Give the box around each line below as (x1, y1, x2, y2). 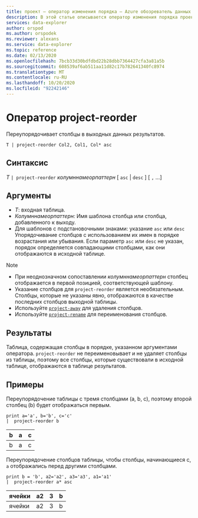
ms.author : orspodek (6, 31, 57, 37)
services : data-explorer (6, 19, 67, 25)
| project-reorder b (6, 418, 60, 424)
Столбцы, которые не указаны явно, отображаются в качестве (14, 292, 174, 299)
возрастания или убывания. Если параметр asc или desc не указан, (14, 237, 184, 245)
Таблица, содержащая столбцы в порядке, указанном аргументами (6, 344, 177, 351)
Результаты (6, 328, 52, 338)
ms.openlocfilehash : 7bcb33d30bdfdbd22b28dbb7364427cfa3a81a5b (6, 58, 165, 64)
